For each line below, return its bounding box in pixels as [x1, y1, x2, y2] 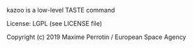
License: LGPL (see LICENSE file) [6, 19, 103, 27]
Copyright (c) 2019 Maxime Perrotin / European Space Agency [6, 33, 187, 41]
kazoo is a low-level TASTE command [6, 6, 115, 14]
